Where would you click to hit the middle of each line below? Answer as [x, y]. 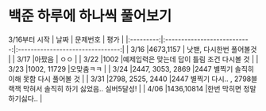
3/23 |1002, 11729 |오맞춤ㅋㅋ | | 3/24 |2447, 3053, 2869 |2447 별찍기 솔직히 [131, 68]
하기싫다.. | [25, 98]
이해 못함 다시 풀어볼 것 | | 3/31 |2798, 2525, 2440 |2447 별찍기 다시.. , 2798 [130, 79]
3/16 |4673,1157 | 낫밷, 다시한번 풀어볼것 [194, 49]
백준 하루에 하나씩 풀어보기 [90, 16]
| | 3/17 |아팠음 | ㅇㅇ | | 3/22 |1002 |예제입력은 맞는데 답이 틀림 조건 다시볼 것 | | [133, 59]
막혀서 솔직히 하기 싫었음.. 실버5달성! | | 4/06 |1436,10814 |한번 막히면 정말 [139, 88]
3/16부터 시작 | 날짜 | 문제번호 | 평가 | [66, 39]
